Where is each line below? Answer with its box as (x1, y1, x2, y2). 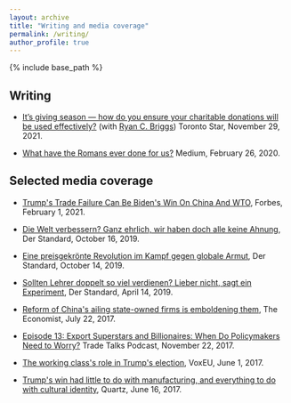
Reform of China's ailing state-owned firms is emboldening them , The (21, 303, 279, 314)
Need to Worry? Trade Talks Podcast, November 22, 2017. (21, 340, 235, 351)
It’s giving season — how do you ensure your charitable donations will (21, 112, 279, 123)
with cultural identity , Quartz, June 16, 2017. (21, 383, 182, 394)
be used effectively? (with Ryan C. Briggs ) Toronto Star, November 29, (21, 121, 280, 132)
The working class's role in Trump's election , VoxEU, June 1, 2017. (21, 357, 264, 367)
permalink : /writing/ (9, 29, 90, 38)
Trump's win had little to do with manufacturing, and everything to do (21, 375, 276, 385)
